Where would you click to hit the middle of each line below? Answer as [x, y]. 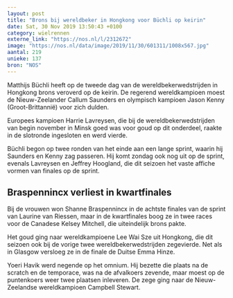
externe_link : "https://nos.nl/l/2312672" [69, 40]
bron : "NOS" [24, 65]
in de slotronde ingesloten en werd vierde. [68, 135]
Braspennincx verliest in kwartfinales [89, 192]
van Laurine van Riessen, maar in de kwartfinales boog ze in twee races [110, 216]
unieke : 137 [24, 59]
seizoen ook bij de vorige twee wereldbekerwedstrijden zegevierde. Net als [115, 245]
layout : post [26, 14]
